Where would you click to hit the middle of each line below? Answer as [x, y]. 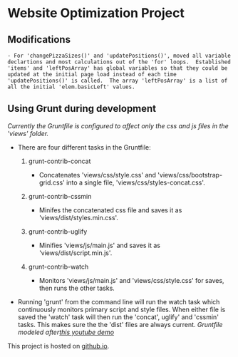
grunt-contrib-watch [58, 267]
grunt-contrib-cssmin [60, 196]
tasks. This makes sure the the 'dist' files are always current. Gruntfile [120, 324]
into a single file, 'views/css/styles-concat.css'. [136, 182]
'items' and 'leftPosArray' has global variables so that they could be [118, 68]
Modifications [39, 40]
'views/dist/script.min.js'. [76, 253]
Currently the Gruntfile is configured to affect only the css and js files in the [118, 125]
